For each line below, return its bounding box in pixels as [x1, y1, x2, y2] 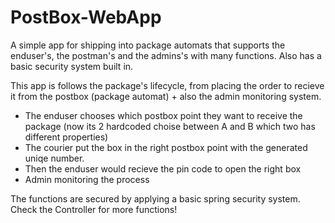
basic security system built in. [10, 60, 134, 72]
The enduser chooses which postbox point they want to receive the [24, 109, 303, 121]
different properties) [24, 131, 109, 143]
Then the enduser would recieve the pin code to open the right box [24, 162, 302, 175]
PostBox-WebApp [10, 6, 162, 29]
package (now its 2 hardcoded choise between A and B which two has [24, 120, 316, 132]
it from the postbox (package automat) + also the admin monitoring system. [10, 90, 322, 102]
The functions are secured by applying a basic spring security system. [10, 192, 301, 205]
